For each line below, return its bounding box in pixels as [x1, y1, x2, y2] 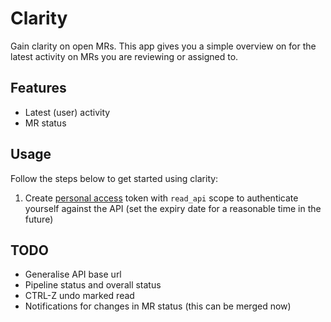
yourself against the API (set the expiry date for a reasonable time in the [24, 202, 322, 214]
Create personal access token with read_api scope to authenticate [24, 192, 299, 204]
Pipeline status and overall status [24, 279, 162, 291]
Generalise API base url [24, 268, 122, 281]
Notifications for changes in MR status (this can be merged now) [24, 300, 292, 312]
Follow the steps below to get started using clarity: [10, 172, 219, 184]
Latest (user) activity [24, 106, 111, 118]
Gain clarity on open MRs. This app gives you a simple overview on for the [10, 40, 317, 52]
